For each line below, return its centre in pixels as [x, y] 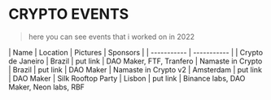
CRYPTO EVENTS [69, 14]
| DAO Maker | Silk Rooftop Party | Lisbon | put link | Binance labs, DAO [127, 78]
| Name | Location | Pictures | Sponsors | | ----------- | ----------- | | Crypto [135, 52]
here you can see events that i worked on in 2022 [111, 37]
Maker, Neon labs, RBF [47, 87]
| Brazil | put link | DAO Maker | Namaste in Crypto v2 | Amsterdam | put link [135, 69]
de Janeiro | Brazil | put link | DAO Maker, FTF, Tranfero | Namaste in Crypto [135, 61]
